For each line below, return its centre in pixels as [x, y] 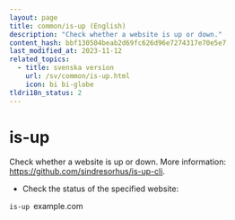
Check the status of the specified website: [100, 189]
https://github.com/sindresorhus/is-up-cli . [87, 172]
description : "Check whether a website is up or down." [116, 34]
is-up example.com [46, 207]
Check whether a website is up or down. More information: [118, 162]
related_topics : [39, 59]
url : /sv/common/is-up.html [78, 76]
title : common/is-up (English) [68, 26]
